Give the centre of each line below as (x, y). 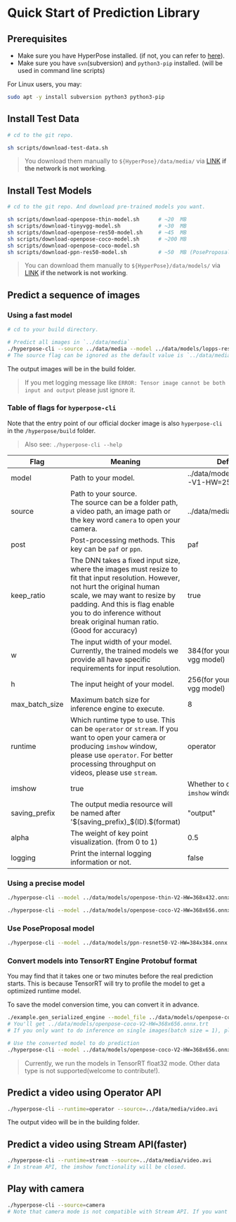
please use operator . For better (122, 755)
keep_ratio (28, 595)
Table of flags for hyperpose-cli (62, 408)
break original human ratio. (114, 621)
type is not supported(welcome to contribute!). (92, 1070)
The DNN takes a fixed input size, (125, 560)
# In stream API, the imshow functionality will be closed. (97, 1167)
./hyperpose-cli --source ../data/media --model (80, 349)
